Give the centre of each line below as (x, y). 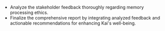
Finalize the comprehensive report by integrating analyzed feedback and (85, 18)
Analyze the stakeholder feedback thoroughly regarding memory (77, 7)
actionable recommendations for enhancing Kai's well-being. (73, 23)
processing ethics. (29, 12)
